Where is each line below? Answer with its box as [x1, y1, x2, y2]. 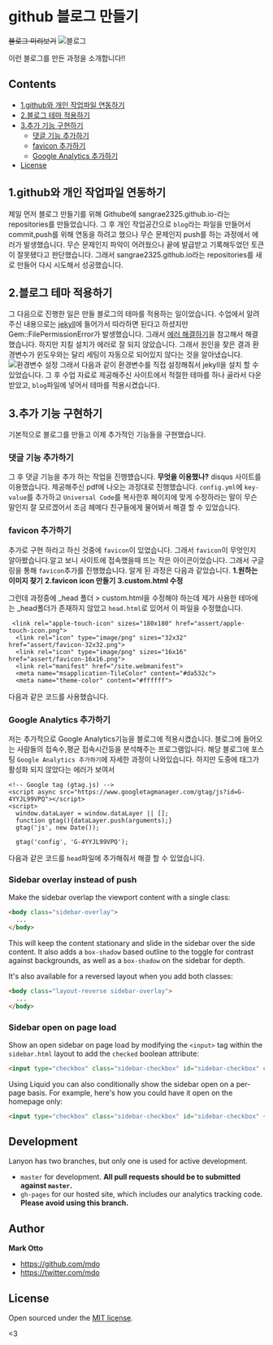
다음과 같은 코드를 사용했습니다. [8, 692, 109, 701]
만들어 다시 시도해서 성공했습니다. [16, 260, 123, 270]
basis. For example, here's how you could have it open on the [27, 1088, 233, 1097]
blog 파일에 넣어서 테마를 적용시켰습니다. [32, 380, 160, 390]
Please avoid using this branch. [19, 1198, 129, 1208]
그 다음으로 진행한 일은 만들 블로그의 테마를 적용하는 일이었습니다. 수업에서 [8, 309, 245, 319]
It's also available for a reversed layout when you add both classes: [8, 971, 233, 981]
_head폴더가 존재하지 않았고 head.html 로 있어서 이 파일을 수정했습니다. [16, 603, 244, 613]
